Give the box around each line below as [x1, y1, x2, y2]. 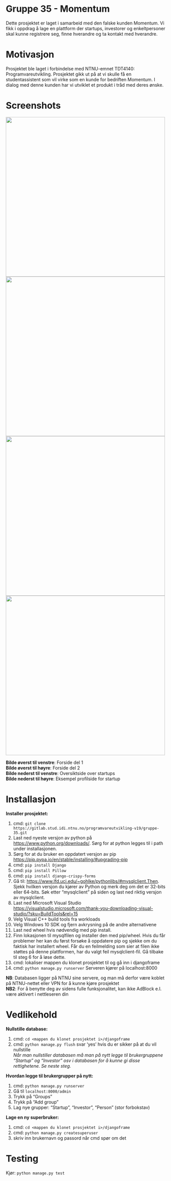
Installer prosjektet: [6, 810, 48, 816]
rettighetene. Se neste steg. [13, 1063, 71, 1069]
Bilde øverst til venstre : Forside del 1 [6, 759, 83, 765]
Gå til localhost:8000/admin [13, 1088, 71, 1094]
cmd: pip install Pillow [13, 867, 67, 873]
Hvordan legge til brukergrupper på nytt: [6, 1073, 94, 1079]
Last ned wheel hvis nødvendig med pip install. [13, 927, 112, 933]
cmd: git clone [13, 820, 46, 826]
